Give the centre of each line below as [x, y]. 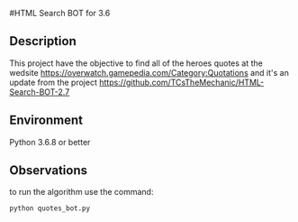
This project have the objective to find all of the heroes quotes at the [136, 63]
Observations [49, 171]
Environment [46, 120]
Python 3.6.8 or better [50, 142]
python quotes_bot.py [50, 208]
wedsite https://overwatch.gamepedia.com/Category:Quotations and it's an [149, 72]
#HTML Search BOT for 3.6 [60, 13]
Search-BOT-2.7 [40, 92]
